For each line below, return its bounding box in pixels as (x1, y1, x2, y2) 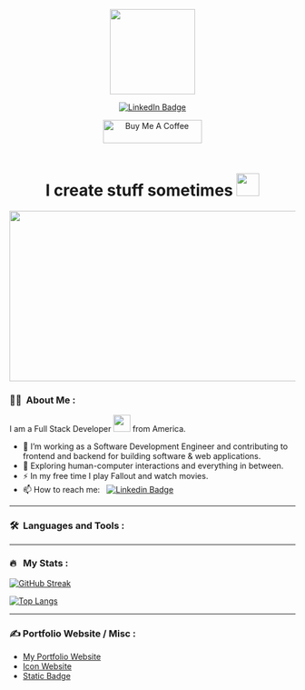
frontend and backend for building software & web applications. (22, 451, 261, 462)
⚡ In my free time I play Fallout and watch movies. (22, 471, 209, 482)
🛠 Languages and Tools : (9, 519, 125, 532)
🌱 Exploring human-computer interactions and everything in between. (22, 460, 284, 472)
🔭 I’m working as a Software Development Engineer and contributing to (22, 441, 289, 452)
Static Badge (22, 671, 71, 682)
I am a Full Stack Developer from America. (9, 424, 186, 435)
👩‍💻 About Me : (9, 394, 76, 406)
